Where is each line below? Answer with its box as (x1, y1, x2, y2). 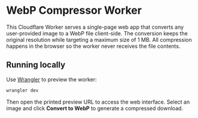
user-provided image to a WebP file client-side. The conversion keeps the (6, 29, 188, 37)
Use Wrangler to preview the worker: (6, 75, 97, 83)
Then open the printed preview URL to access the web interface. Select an (6, 98, 190, 105)
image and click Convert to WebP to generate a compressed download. (6, 104, 184, 111)
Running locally (6, 60, 66, 70)
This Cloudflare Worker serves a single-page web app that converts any (6, 23, 184, 31)
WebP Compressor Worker (6, 4, 142, 17)
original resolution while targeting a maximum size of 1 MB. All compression (6, 36, 193, 43)
